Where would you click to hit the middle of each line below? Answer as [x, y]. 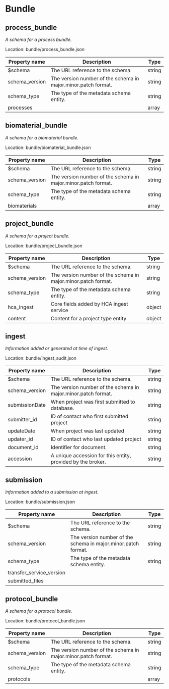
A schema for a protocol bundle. [39, 611]
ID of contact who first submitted [90, 416]
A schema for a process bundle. [38, 39]
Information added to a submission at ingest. [52, 492]
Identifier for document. [78, 448]
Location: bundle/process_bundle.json [45, 49]
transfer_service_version [37, 573]
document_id [23, 448]
